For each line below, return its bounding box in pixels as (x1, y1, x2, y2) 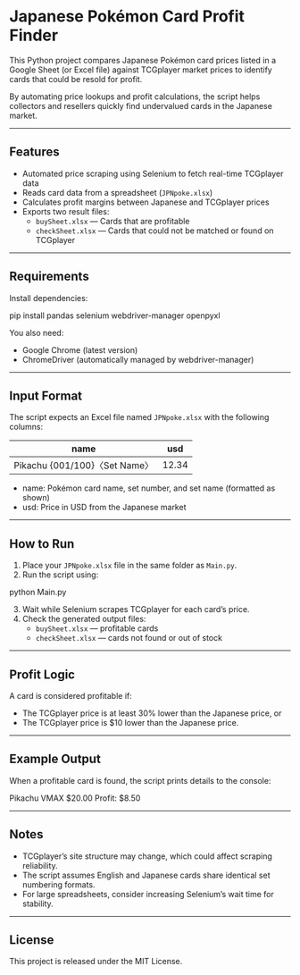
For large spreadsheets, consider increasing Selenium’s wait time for (21, 888, 274, 899)
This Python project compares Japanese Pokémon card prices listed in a (9, 55, 277, 65)
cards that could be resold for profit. (9, 73, 143, 84)
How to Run (9, 536, 75, 551)
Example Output (9, 752, 101, 767)
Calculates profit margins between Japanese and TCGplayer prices (21, 197, 270, 207)
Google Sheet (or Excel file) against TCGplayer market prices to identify (9, 64, 272, 75)
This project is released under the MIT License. (9, 956, 183, 967)
